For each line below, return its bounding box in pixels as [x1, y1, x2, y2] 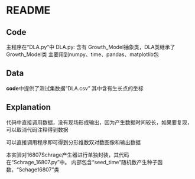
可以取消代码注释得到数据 [6, 126, 69, 133]
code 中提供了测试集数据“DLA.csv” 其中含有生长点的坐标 [6, 84, 144, 92]
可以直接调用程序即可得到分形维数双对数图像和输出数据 [6, 138, 141, 145]
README [6, 4, 51, 17]
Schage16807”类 [18, 166, 60, 173]
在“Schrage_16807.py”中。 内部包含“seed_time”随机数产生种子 [6, 158, 158, 165]
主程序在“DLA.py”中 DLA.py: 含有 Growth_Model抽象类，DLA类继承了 [6, 44, 175, 50]
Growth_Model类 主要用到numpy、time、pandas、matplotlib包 [6, 51, 159, 58]
